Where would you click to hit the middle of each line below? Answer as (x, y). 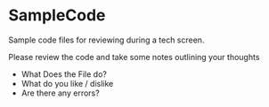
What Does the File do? (64, 74)
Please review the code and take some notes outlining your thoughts (134, 57)
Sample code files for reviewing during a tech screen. (106, 40)
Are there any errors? (60, 93)
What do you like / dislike (67, 83)
